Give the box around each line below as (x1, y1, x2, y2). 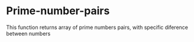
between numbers (6, 30, 51, 37)
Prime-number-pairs (6, 4, 110, 18)
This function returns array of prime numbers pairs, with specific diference (6, 24, 188, 31)
